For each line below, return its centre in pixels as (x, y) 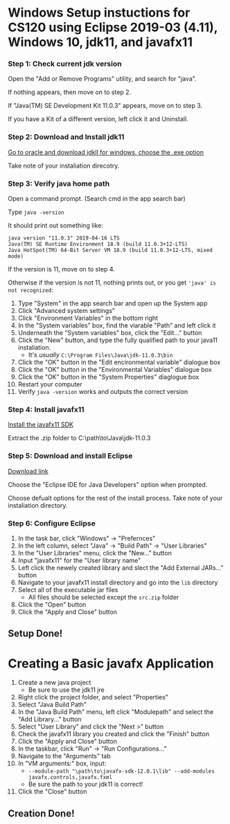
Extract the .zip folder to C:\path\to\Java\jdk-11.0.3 (79, 438)
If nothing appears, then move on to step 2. (70, 92)
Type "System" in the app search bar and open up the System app (113, 303)
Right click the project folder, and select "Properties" (93, 697)
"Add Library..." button (50, 719)
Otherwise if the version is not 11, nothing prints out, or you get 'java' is (112, 283)
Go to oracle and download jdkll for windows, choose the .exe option (106, 152)
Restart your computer (50, 384)
